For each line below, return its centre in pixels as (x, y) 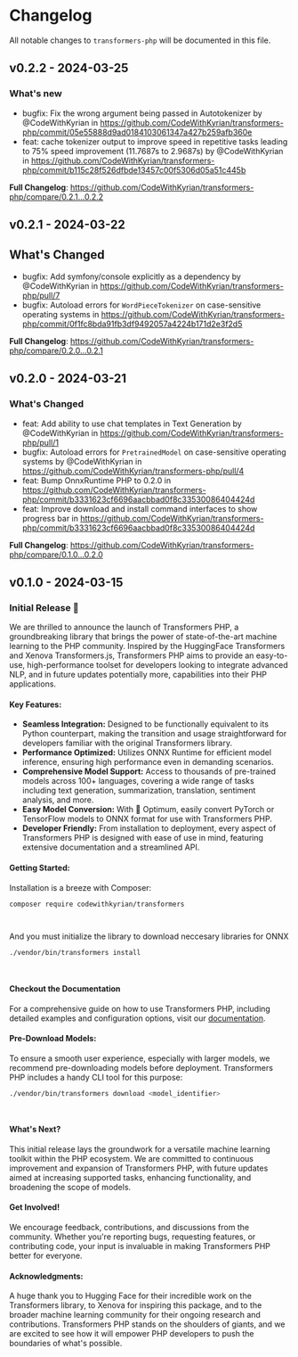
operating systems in (60, 314)
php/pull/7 (41, 295)
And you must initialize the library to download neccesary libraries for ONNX (149, 936)
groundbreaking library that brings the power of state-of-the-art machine (143, 637)
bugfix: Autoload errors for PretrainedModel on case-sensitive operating (154, 452)
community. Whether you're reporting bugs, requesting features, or (133, 1237)
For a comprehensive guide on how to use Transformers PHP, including (140, 1008)
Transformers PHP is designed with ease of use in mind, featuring (143, 838)
